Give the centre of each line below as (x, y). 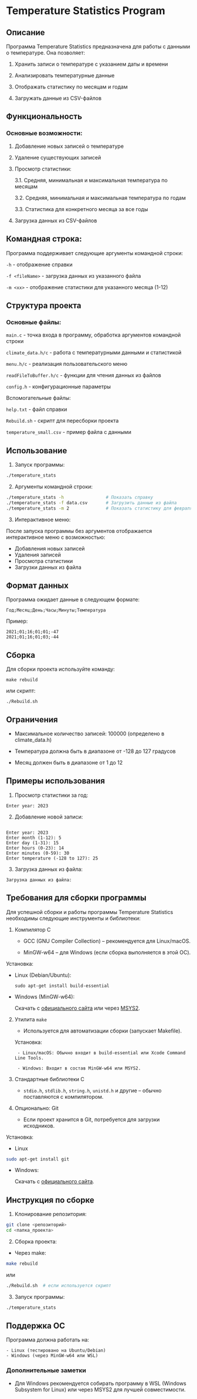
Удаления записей (38, 555)
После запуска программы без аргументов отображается (79, 531)
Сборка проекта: (36, 1242)
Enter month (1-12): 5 (34, 838)
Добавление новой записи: (49, 817)
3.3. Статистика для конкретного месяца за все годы (81, 209)
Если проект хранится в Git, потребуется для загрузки (91, 1119)
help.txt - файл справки (37, 409)
